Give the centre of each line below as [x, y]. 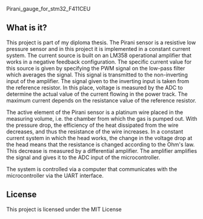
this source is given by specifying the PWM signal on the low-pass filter [96, 68]
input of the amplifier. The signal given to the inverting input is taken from [98, 81]
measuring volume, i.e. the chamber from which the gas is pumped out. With [102, 118]
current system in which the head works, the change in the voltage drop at [99, 138]
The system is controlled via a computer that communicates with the [92, 169]
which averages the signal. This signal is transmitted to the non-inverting [97, 75]
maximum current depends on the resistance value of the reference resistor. [101, 100]
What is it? [27, 28]
